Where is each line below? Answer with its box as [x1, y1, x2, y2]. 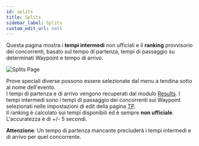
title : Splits [6, 14, 42, 20]
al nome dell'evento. [6, 84, 56, 91]
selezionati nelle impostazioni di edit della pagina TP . [6, 102, 136, 110]
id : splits [6, 8, 33, 15]
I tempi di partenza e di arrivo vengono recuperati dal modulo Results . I [6, 90, 181, 97]
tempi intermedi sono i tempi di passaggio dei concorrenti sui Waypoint [6, 97, 181, 104]
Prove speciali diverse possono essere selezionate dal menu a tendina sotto [6, 77, 192, 85]
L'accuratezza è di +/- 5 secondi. [6, 116, 88, 123]
